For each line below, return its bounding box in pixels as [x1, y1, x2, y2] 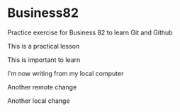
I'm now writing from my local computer [7, 69, 124, 77]
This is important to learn [7, 55, 81, 64]
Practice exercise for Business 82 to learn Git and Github [7, 28, 173, 37]
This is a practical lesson [7, 42, 80, 50]
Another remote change [7, 82, 77, 91]
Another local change [7, 97, 70, 105]
